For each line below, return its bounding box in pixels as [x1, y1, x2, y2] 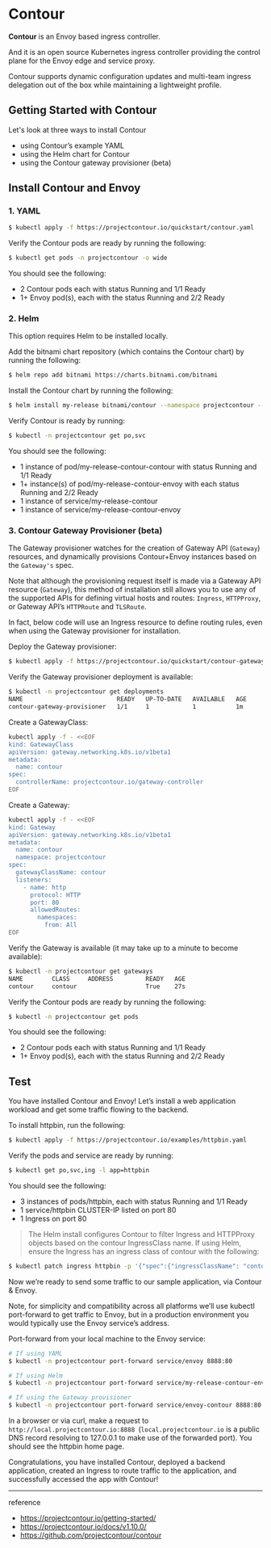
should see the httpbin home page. [8, 1441, 125, 1451]
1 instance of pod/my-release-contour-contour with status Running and [19, 462, 257, 472]
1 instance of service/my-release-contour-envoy [19, 505, 181, 515]
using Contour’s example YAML [19, 141, 125, 150]
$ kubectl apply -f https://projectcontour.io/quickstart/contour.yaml [8, 224, 254, 232]
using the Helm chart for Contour [19, 149, 131, 158]
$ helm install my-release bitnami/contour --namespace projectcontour [8, 402, 254, 410]
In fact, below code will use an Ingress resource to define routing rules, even [8, 617, 263, 627]
